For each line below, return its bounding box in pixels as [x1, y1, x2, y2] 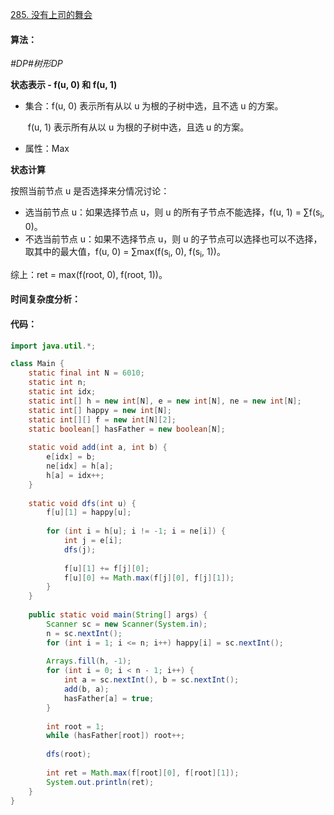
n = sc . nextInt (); [46, 628, 123, 638]
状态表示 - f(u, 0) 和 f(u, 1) [10, 79, 118, 91]
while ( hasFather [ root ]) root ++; [46, 731, 186, 741]
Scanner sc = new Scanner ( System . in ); [46, 619, 208, 629]
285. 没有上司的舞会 [10, 9, 93, 20]
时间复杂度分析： [10, 293, 81, 305]
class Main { [10, 359, 65, 369]
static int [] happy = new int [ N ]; [28, 405, 172, 415]
